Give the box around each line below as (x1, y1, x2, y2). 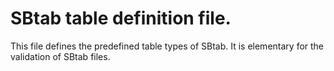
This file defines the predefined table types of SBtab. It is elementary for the (10, 40, 325, 52)
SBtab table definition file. (10, 7, 232, 30)
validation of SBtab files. (10, 50, 111, 62)
